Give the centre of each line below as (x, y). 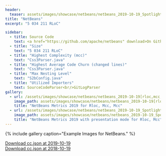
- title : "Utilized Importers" (42, 83)
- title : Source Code (32, 37)
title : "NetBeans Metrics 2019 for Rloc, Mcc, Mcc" (68, 106)
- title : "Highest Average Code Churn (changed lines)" (68, 65)
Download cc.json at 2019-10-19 (38, 143)
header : (13, 10)
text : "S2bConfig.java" (39, 78)
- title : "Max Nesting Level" (41, 74)
